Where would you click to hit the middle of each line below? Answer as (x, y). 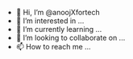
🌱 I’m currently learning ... (59, 29)
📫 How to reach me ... (53, 47)
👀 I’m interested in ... (50, 21)
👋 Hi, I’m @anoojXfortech (58, 12)
